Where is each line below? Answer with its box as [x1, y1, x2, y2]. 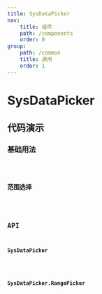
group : [7, 43, 27, 50]
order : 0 [20, 36, 45, 43]
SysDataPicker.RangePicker [7, 279, 86, 287]
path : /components [20, 29, 73, 37]
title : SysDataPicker [7, 10, 71, 17]
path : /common [20, 50, 61, 57]
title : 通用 [20, 56, 52, 63]
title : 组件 [20, 23, 52, 30]
